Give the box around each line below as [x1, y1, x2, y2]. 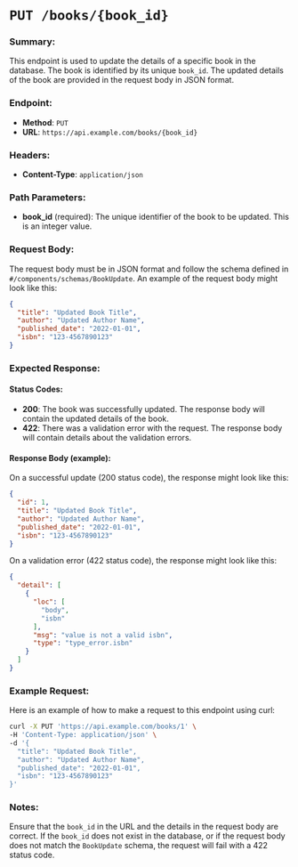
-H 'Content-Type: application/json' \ [9, 731, 157, 740]
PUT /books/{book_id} [9, 7, 169, 24]
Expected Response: [9, 361, 101, 374]
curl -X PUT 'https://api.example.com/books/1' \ [9, 722, 197, 732]
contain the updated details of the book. [21, 413, 169, 425]
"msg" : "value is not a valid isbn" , [32, 630, 173, 639]
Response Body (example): [9, 452, 111, 463]
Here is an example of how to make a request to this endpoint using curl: [9, 705, 276, 716]
